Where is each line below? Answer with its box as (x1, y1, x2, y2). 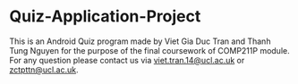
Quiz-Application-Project (9, 6, 201, 27)
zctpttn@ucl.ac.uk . (9, 64, 79, 75)
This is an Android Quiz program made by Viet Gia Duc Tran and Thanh (9, 36, 271, 46)
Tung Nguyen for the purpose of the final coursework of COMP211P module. (9, 45, 290, 55)
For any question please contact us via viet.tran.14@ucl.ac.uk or (9, 55, 245, 65)
